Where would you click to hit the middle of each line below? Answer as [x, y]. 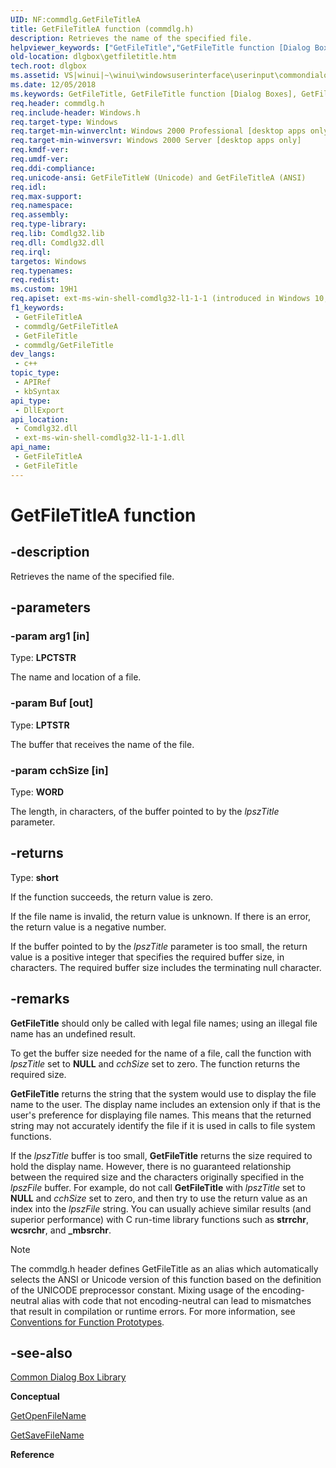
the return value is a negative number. [88, 927]
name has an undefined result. [73, 1033]
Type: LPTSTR [40, 725]
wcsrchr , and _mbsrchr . [61, 1230]
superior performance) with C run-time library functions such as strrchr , [159, 1219]
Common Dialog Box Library [68, 1377]
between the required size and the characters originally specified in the [157, 1177]
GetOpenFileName [48, 1416]
